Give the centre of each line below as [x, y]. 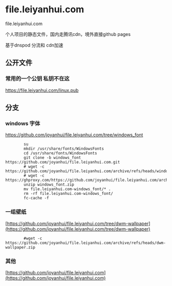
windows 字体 [23, 123]
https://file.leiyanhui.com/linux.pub [42, 90]
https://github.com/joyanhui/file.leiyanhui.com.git [63, 162]
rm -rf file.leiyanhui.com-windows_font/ [69, 194]
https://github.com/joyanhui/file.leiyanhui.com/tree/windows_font [74, 135]
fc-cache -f [37, 198]
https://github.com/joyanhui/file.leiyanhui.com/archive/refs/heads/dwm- [86, 243]
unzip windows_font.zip [49, 185]
